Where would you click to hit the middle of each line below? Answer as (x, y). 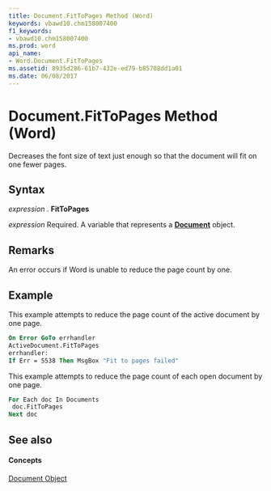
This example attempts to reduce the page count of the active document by (134, 315)
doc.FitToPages (37, 407)
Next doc (23, 415)
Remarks (32, 250)
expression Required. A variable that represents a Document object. (122, 225)
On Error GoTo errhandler (52, 338)
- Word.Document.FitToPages (56, 61)
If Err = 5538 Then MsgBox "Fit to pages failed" (94, 361)
